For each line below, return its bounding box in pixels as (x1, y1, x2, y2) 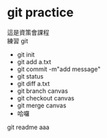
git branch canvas (16, 87, 69, 95)
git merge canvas (16, 101, 67, 109)
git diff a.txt (16, 79, 50, 87)
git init (16, 50, 35, 59)
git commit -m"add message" (16, 65, 101, 73)
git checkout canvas (16, 94, 75, 102)
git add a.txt (16, 57, 51, 66)
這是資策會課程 (7, 28, 49, 36)
